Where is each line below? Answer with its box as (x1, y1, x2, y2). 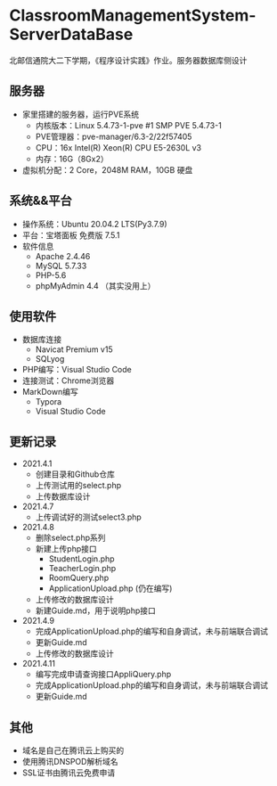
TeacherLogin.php (48, 563, 117, 574)
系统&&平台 (9, 193, 73, 209)
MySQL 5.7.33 (35, 260, 87, 271)
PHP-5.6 (35, 269, 67, 281)
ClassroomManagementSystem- (9, 5, 257, 26)
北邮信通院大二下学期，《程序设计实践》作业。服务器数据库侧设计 (9, 54, 248, 65)
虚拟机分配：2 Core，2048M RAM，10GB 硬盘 (21, 164, 193, 175)
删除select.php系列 (35, 532, 106, 544)
